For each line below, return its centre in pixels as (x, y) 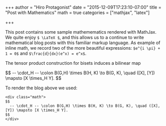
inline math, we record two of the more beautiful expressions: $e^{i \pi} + (83, 48)
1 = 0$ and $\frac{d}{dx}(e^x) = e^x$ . (46, 53)
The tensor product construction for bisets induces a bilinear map (73, 63)
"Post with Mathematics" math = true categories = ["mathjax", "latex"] (77, 13)
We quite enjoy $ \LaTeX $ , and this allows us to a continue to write (75, 37)
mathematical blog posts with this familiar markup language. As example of (83, 43)
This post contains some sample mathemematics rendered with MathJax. (81, 32)
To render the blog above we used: (41, 88)
